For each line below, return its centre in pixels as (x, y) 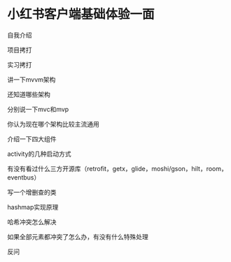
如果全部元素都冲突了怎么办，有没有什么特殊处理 (78, 236)
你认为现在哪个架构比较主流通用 (53, 124)
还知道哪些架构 (29, 94)
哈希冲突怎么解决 (32, 221)
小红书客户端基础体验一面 (81, 14)
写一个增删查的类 (32, 192)
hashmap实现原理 (33, 207)
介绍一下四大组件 (32, 139)
